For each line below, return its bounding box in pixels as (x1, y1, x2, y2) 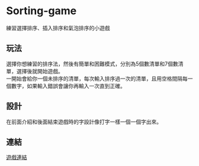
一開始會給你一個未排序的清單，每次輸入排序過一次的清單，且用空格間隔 (6, 75, 182, 82)
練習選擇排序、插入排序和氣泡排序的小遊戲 (6, 24, 110, 31)
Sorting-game (6, 4, 77, 18)
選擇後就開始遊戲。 (16, 67, 63, 74)
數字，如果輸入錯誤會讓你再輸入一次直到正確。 (11, 82, 126, 89)
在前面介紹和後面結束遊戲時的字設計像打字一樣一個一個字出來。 (6, 118, 162, 125)
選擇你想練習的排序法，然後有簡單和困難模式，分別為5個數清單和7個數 (6, 60, 179, 67)
